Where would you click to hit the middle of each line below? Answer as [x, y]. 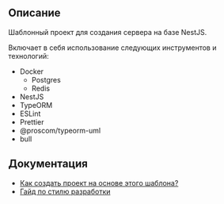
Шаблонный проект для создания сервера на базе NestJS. [108, 32]
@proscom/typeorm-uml [60, 130]
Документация [48, 164]
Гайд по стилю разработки [65, 191]
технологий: [28, 56]
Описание [34, 13]
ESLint [30, 114]
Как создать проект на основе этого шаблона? [99, 183]
